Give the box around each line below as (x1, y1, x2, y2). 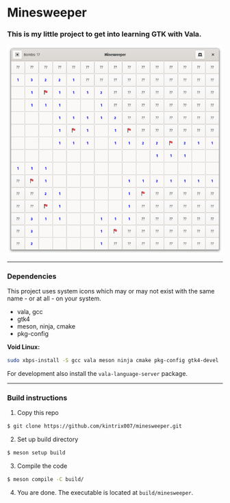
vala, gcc (16, 308, 43, 316)
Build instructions (7, 393, 68, 403)
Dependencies (7, 271, 57, 281)
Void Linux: (7, 343, 40, 351)
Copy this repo (16, 409, 60, 417)
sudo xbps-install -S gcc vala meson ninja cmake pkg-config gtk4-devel (7, 357, 219, 364)
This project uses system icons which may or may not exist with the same (7, 287, 215, 295)
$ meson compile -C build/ (7, 476, 84, 483)
